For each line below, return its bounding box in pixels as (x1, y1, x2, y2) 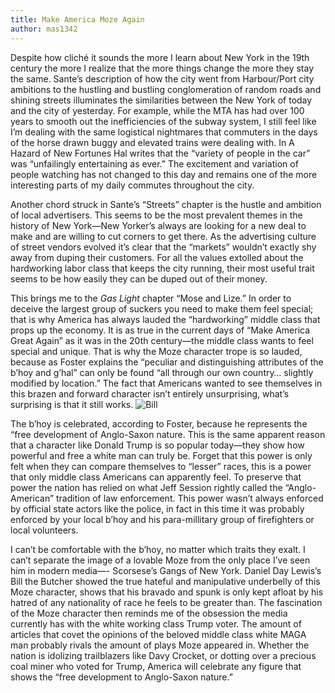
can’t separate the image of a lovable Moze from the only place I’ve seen (10, 554, 311, 566)
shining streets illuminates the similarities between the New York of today (10, 94, 313, 106)
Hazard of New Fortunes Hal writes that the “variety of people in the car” (10, 147, 311, 159)
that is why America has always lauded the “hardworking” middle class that (10, 313, 321, 325)
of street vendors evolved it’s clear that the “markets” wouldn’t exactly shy (10, 241, 317, 253)
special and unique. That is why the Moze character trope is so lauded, (10, 345, 303, 357)
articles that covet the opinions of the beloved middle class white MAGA (10, 628, 307, 640)
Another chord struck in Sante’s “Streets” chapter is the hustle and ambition (10, 198, 322, 210)
